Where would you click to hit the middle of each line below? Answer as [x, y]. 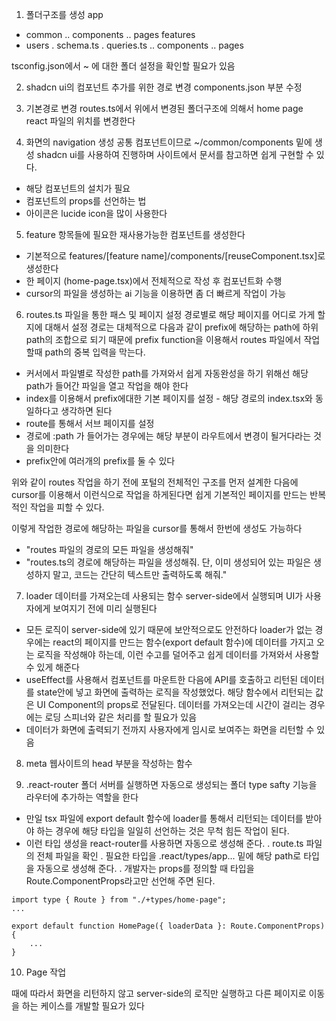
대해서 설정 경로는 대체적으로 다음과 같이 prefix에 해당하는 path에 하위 [181, 327]
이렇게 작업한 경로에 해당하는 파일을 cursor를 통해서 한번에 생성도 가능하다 [157, 528]
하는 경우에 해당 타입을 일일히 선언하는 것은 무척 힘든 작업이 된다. [163, 831]
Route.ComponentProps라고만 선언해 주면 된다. [120, 881]
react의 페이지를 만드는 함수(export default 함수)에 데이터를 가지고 [183, 642]
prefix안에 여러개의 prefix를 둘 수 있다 [100, 461]
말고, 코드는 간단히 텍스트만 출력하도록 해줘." [140, 574]
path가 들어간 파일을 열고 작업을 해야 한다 [107, 386]
